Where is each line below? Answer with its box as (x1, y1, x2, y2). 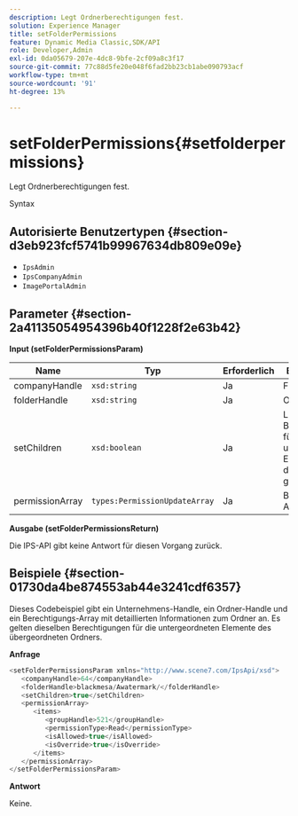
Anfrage (9, 648, 41, 659)
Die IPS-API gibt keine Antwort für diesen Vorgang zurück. (9, 540, 223, 551)
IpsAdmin (21, 263, 55, 272)
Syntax (9, 199, 35, 209)
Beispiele (9, 566, 62, 581)
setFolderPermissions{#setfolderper (9, 133, 286, 153)
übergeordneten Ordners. (9, 632, 103, 642)
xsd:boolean (91, 443, 142, 453)
